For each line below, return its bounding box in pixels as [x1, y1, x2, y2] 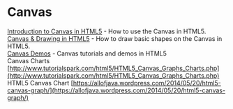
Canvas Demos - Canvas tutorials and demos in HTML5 [7, 49, 167, 58]
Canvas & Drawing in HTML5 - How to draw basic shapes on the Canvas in [7, 34, 223, 42]
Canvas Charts [7, 56, 50, 65]
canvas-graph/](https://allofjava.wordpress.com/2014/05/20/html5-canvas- [7, 86, 225, 94]
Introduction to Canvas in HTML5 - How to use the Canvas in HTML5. [7, 27, 206, 35]
